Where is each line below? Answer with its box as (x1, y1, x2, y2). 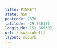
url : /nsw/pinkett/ (5, 30, 46, 35)
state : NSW (5, 12, 28, 17)
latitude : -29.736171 (5, 21, 50, 26)
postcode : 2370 (5, 16, 37, 21)
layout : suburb (5, 35, 37, 40)
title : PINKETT (5, 7, 37, 12)
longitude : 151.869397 (5, 26, 52, 31)
